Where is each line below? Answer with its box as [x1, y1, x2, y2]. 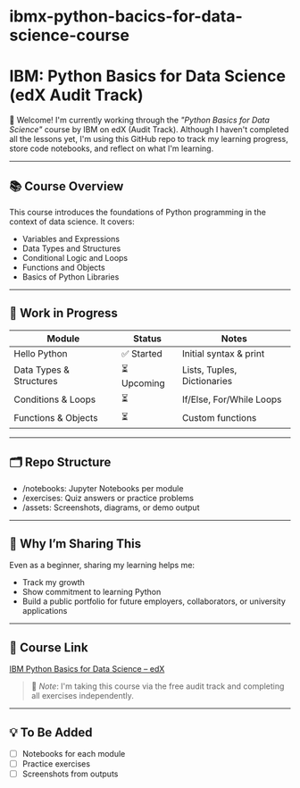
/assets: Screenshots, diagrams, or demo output [21, 502, 200, 513]
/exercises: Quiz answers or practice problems [21, 492, 195, 503]
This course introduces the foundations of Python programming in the [9, 206, 266, 217]
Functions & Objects [13, 412, 98, 424]
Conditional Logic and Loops [21, 252, 129, 263]
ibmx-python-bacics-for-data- [9, 6, 243, 27]
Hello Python [13, 347, 69, 359]
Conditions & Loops [13, 393, 96, 406]
